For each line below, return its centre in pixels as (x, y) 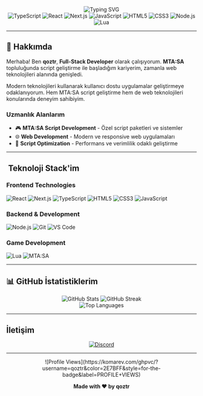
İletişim (21, 330)
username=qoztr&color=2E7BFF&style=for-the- (101, 368)
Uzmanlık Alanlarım (36, 114)
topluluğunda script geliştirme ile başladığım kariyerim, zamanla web (92, 68)
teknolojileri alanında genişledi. (45, 74)
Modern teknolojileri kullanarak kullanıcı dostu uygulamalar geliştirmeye (95, 86)
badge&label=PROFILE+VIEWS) (101, 375)
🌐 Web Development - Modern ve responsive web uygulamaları (95, 137)
